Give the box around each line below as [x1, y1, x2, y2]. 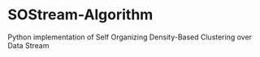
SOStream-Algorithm [7, 6, 154, 24]
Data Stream [7, 40, 50, 50]
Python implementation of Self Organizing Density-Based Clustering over [7, 32, 253, 42]
